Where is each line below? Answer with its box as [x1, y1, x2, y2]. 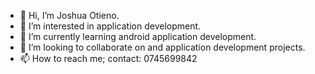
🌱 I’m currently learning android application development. [19, 31, 257, 42]
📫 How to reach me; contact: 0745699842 [19, 53, 198, 64]
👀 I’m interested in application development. [19, 20, 202, 32]
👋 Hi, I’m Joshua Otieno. [19, 10, 120, 21]
